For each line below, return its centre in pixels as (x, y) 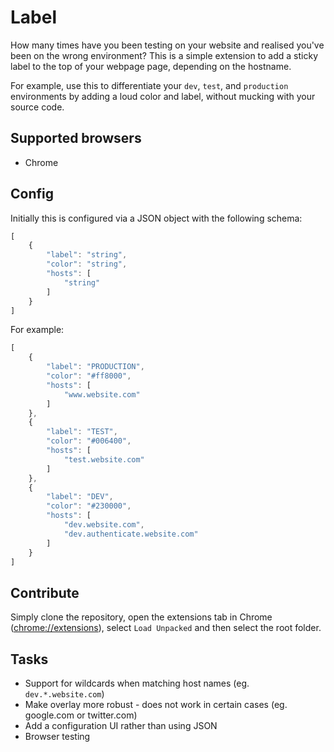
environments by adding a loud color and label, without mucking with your (163, 96)
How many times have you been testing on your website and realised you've (167, 45)
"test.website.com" (104, 459)
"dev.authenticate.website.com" (131, 534)
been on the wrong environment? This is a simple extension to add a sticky (164, 55)
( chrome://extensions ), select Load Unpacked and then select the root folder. (166, 628)
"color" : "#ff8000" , (89, 376)
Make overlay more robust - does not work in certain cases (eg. (156, 705)
